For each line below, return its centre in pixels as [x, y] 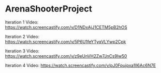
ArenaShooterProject [49, 9]
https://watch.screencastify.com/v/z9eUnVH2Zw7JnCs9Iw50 [66, 56]
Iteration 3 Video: [22, 51]
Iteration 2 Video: [22, 36]
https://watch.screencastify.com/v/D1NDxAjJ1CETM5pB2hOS [66, 27]
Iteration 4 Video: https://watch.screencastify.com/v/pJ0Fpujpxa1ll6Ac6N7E [80, 65]
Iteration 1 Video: [22, 22]
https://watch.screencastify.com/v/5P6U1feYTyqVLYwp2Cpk [66, 41]
